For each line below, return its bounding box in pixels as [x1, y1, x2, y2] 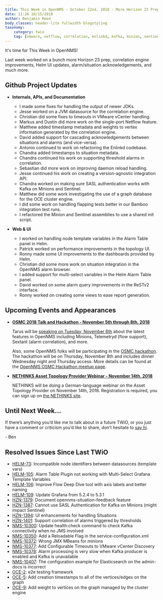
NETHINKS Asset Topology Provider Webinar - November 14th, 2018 [12, 373, 153, 379]
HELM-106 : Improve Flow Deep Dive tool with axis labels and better [12, 482, 147, 488]
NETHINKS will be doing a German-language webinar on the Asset [12, 382, 146, 388]
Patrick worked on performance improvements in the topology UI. [19, 246, 150, 252]
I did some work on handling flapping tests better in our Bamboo [19, 201, 148, 207]
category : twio [14, 30, 45, 34]
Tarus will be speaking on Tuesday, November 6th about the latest [12, 328, 145, 334]
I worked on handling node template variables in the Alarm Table [19, 236, 148, 241]
